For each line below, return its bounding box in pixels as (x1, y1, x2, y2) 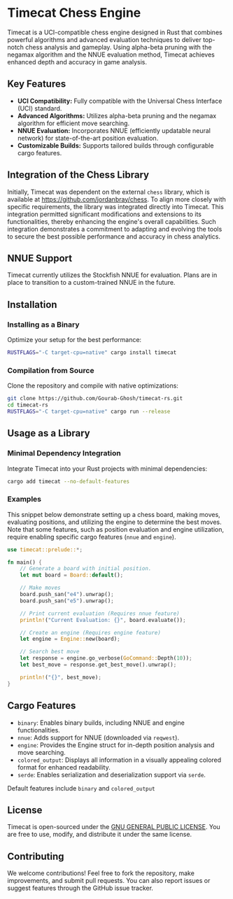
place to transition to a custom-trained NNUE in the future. (7, 278, 176, 287)
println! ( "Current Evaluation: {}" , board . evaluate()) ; (20, 616, 187, 623)
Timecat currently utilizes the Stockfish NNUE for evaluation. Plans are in (7, 271, 218, 279)
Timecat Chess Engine (7, 5, 141, 21)
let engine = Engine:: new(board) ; (20, 635, 120, 643)
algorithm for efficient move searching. (17, 119, 130, 127)
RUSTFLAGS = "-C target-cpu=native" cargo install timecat (7, 349, 177, 356)
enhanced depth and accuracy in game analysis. (7, 57, 147, 66)
